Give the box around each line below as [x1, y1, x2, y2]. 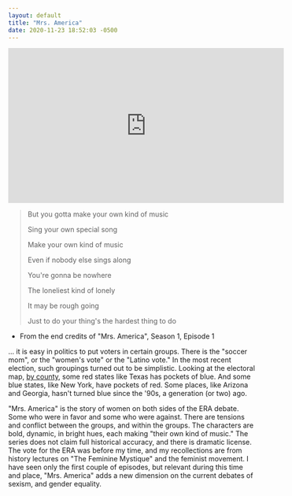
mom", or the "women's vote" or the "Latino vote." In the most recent [8, 355, 232, 365]
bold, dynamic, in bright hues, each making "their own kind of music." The [8, 429, 249, 439]
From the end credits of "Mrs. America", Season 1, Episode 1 [19, 331, 215, 341]
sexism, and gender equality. [8, 479, 102, 489]
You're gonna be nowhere [27, 271, 112, 280]
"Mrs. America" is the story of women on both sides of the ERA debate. [8, 404, 239, 413]
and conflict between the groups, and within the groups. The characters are [8, 420, 254, 430]
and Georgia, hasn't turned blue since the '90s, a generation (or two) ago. [8, 389, 248, 398]
